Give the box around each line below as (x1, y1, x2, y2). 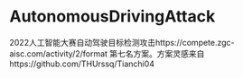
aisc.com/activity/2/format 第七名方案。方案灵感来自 (9, 48, 205, 59)
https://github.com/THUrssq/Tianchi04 (9, 58, 155, 69)
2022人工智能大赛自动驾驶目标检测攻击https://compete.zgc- (9, 37, 235, 48)
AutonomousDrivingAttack (9, 6, 216, 27)
